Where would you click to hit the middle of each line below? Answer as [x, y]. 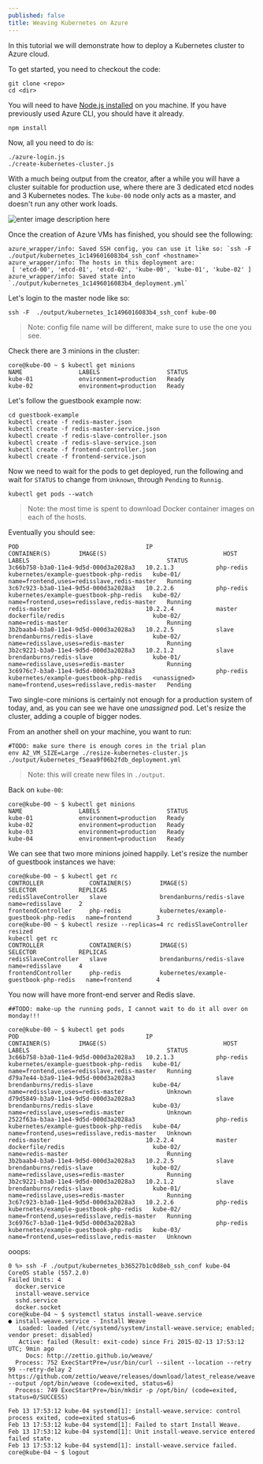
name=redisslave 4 [45, 966]
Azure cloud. [29, 54]
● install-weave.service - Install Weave [77, 1321]
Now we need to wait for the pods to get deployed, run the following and [126, 471]
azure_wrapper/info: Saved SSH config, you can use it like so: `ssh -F [130, 249]
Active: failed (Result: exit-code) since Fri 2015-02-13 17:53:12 [131, 1342]
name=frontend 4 [122, 979]
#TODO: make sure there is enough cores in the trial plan [107, 746]
